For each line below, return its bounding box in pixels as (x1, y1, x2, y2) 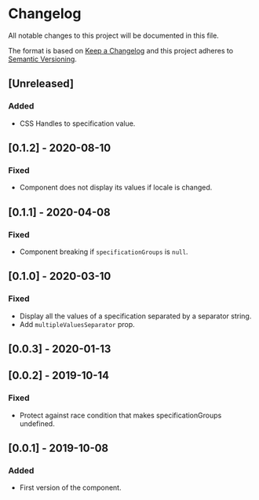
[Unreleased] (8, 77, 75, 90)
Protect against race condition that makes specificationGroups (19, 410, 222, 420)
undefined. (19, 418, 55, 428)
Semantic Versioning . (8, 54, 77, 64)
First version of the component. (19, 483, 122, 492)
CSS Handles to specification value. (19, 119, 136, 128)
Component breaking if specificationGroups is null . (19, 247, 188, 256)
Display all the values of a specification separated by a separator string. (19, 311, 252, 321)
